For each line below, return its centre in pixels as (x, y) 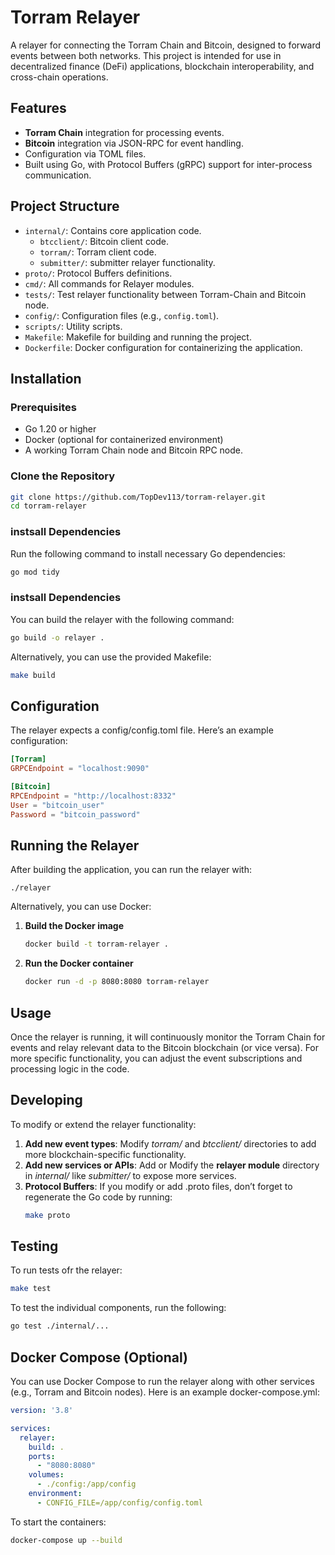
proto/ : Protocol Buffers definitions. (98, 273)
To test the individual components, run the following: (118, 1308)
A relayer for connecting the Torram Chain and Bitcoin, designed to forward (166, 45)
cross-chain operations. (59, 77)
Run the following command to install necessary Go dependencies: (148, 553)
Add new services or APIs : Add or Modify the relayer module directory (172, 1165)
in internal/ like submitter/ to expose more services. (130, 1175)
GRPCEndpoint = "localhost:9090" (80, 769)
